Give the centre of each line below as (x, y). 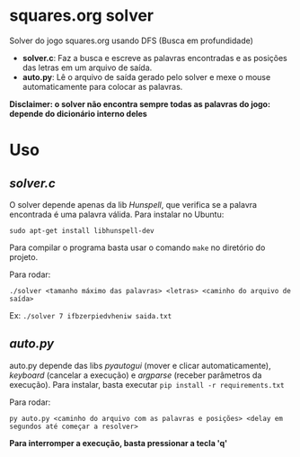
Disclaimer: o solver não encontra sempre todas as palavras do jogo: (140, 103)
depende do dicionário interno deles (79, 113)
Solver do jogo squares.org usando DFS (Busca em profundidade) (132, 40)
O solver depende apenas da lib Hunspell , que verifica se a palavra (133, 204)
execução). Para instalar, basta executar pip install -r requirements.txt (147, 384)
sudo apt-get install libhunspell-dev (82, 230)
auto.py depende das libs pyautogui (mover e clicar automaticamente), (140, 365)
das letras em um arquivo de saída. (87, 67)
